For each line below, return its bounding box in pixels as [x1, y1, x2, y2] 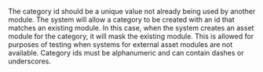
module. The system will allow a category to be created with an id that [8, 15, 235, 24]
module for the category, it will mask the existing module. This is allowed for [8, 31, 254, 41]
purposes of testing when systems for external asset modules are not [8, 40, 233, 49]
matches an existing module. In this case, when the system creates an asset [8, 23, 254, 32]
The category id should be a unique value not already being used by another [8, 7, 256, 16]
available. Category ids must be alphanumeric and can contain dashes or [8, 49, 244, 57]
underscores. [8, 56, 51, 66]
